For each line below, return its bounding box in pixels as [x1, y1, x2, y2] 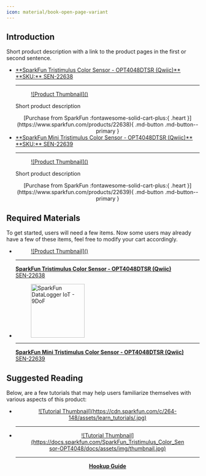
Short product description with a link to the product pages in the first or [6, 48, 186, 55]
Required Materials [6, 213, 81, 223]
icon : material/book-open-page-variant [6, 9, 109, 15]
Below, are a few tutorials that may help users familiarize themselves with [6, 389, 191, 397]
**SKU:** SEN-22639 [15, 141, 74, 148]
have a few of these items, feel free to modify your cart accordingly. [6, 236, 178, 243]
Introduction [6, 32, 55, 42]
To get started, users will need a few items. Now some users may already [6, 229, 192, 236]
